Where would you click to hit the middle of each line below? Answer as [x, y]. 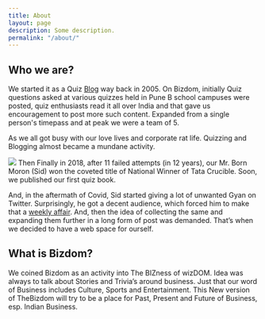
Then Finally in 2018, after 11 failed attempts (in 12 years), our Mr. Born [132, 163]
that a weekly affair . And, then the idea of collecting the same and [116, 212]
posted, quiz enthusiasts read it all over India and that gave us [109, 106]
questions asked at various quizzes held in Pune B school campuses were [129, 98]
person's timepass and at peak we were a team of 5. [94, 123]
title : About [30, 15]
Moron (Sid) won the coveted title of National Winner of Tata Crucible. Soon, [133, 171]
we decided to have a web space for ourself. [81, 229]
